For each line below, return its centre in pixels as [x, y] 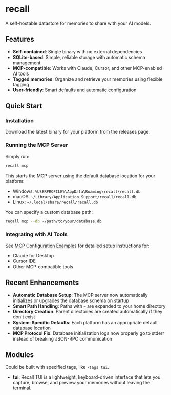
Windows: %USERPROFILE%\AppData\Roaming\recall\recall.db [77, 191]
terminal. [22, 388]
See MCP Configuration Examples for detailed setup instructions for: [78, 246]
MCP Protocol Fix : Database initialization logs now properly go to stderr [89, 333]
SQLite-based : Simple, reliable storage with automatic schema [79, 57]
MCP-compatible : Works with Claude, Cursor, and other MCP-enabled [87, 68]
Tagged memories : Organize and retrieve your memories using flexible [88, 79]
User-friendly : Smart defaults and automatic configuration [74, 90]
